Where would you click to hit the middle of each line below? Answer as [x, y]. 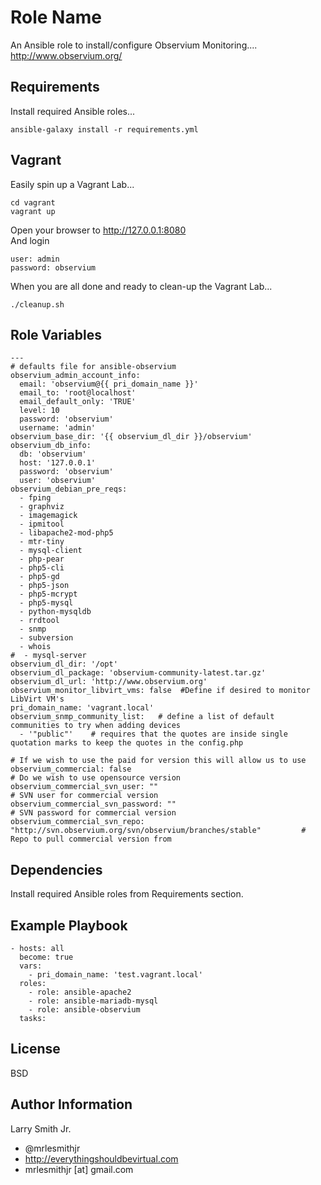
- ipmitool [42, 524]
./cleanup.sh [37, 304]
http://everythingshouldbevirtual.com [101, 1158]
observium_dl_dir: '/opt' [64, 664]
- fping [35, 498]
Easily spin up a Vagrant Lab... [72, 184]
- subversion [46, 638]
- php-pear [42, 559]
